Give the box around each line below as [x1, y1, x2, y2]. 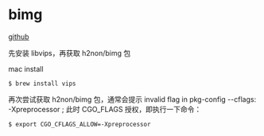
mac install [8, 64, 44, 73]
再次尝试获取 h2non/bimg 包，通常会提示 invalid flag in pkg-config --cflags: [8, 94, 257, 104]
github [8, 32, 29, 41]
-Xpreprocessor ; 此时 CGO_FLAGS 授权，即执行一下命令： [8, 104, 202, 114]
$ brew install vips [8, 80, 77, 87]
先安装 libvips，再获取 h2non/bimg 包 [8, 48, 131, 57]
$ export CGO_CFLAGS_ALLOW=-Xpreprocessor [8, 120, 151, 128]
